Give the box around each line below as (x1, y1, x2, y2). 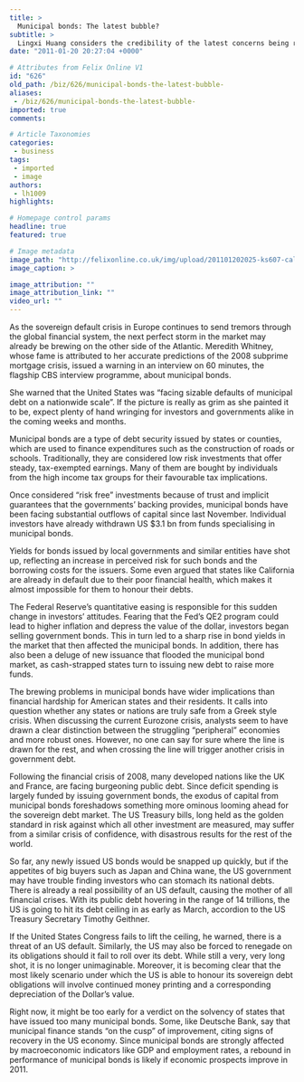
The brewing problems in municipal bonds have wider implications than (9, 687, 275, 697)
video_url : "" (9, 297, 63, 306)
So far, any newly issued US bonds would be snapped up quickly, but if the (9, 856, 289, 867)
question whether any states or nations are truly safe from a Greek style (9, 706, 278, 716)
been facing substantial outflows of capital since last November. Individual (9, 508, 287, 519)
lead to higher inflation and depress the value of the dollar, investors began (9, 621, 290, 631)
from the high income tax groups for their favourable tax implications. (9, 472, 269, 482)
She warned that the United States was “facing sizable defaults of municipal (9, 387, 293, 398)
